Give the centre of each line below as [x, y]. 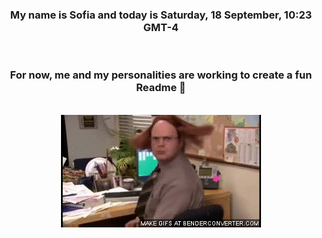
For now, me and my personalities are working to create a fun [161, 75]
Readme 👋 [161, 88]
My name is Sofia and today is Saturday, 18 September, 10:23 [161, 15]
